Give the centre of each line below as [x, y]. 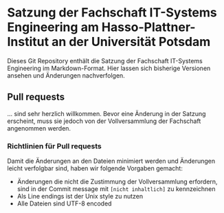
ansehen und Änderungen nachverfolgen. [66, 75]
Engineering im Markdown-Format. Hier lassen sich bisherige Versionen [109, 68]
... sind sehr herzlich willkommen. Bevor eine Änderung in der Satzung [107, 113]
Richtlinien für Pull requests [54, 146]
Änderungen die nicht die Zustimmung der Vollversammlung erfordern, [117, 182]
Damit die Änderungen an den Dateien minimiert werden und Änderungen [111, 161]
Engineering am [53, 27]
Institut [28, 42]
